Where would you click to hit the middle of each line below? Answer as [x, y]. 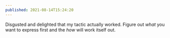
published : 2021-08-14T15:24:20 [39, 10]
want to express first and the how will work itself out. [60, 30]
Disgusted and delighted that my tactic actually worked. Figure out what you [85, 24]
